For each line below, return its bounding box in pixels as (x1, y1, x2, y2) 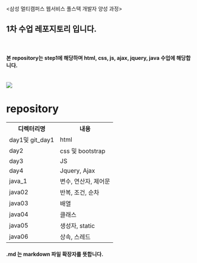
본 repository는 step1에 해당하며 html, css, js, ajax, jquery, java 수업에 (6, 54, 176, 62)
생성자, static (60, 222, 95, 230)
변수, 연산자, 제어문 (60, 177, 111, 185)
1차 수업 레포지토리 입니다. (6, 24, 97, 34)
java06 (9, 232, 28, 240)
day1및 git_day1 (9, 136, 55, 144)
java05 (9, 221, 28, 229)
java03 (9, 199, 28, 207)
